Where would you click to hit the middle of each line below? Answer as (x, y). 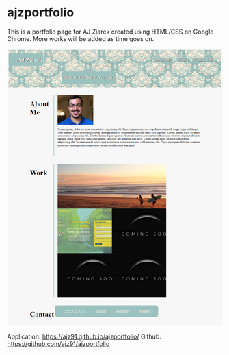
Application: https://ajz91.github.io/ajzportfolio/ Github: (84, 336)
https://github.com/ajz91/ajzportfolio (58, 344)
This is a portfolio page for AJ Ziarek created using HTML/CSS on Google (110, 32)
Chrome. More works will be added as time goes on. (81, 38)
